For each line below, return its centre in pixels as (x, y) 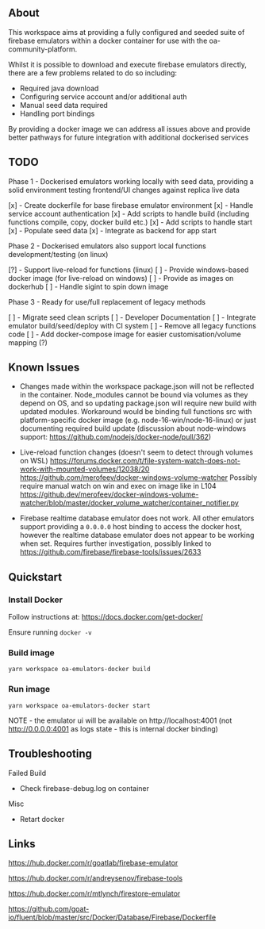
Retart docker (42, 819)
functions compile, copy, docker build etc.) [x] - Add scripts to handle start (130, 222)
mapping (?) (28, 342)
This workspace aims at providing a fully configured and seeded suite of (127, 32)
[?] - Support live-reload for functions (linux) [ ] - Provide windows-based (129, 270)
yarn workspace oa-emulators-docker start (79, 705)
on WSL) (34, 461)
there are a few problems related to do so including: (92, 73)
